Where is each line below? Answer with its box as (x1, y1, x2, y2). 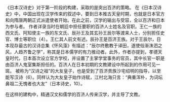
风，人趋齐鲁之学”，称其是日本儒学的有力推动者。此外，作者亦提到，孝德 (5, 49, 158, 55)
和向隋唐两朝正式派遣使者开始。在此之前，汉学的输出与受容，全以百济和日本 (5, 17, 165, 23)
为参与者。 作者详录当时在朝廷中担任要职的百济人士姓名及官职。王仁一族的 (5, 23, 162, 29)
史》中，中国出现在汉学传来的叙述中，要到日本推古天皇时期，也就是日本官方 (5, 11, 165, 17)
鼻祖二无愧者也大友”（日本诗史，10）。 (5, 81, 85, 86)
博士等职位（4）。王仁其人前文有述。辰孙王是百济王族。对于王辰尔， (14, 36, 157, 42)
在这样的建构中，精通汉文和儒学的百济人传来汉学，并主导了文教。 (5, 91, 143, 97)
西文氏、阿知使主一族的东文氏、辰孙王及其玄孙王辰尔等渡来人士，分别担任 (5, 30, 160, 36)
